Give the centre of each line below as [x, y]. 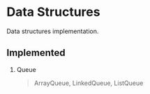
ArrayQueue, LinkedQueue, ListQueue [89, 83]
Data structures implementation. [53, 31]
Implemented [36, 53]
